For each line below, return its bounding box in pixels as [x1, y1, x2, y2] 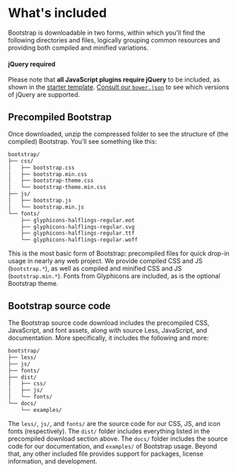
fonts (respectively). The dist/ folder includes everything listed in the [8, 427, 211, 435]
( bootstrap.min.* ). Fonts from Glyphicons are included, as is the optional [8, 272, 220, 280]
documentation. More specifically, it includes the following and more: [8, 334, 209, 343]
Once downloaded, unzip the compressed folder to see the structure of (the [8, 129, 229, 138]
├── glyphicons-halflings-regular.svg [20, 223, 135, 231]
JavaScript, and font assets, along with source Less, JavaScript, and [8, 326, 208, 335]
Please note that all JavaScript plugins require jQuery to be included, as [8, 76, 220, 84]
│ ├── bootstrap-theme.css [8, 177, 94, 185]
